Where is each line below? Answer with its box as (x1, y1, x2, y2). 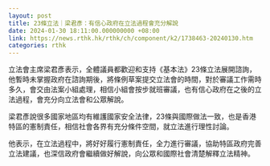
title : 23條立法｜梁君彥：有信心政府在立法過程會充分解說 (8, 19, 178, 27)
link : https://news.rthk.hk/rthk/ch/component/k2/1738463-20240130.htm (8, 34, 253, 43)
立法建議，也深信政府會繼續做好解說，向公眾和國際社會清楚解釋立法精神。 (8, 149, 255, 159)
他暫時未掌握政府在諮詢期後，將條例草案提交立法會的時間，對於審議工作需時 (8, 75, 262, 84)
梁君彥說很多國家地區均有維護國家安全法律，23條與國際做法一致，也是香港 (8, 111, 257, 121)
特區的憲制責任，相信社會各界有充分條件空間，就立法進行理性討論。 (8, 122, 234, 132)
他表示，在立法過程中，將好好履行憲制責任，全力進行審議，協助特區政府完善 (8, 139, 262, 148)
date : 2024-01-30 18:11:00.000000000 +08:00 (8, 26, 160, 34)
